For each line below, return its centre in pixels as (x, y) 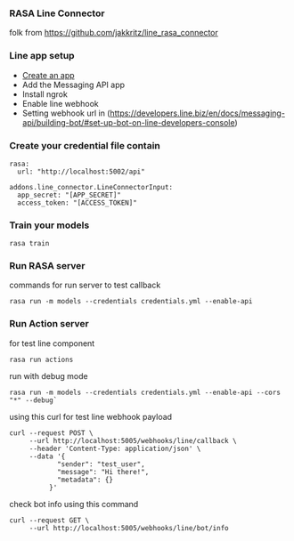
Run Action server (49, 324)
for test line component (52, 343)
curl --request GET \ (49, 520)
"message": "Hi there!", (103, 472)
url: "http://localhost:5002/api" (81, 172)
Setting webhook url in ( (66, 113)
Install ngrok (45, 94)
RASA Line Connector (57, 13)
